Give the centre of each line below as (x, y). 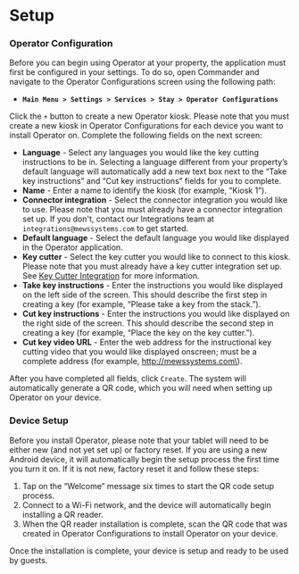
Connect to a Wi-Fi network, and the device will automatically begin (147, 504)
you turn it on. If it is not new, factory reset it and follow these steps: (134, 469)
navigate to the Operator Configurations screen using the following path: (142, 82)
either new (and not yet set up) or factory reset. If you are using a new (138, 449)
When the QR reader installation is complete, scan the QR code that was (155, 524)
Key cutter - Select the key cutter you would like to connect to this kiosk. (156, 257)
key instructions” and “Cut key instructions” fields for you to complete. (152, 181)
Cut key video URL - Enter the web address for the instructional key (147, 342)
